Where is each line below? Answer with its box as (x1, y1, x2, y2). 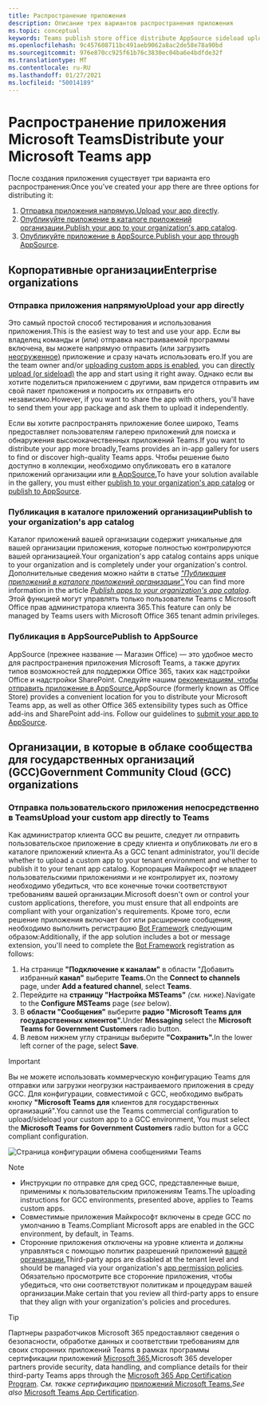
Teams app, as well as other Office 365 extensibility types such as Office (8, 700, 249, 710)
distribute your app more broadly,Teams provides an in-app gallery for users (8, 444, 259, 454)
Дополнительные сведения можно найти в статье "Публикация (8, 569, 226, 578)
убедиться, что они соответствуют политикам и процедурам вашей (19, 1280, 253, 1290)
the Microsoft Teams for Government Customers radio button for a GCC (8, 1123, 249, 1133)
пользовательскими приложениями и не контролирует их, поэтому (8, 873, 239, 883)
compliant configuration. (8, 1131, 89, 1141)
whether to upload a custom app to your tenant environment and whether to (8, 855, 258, 865)
